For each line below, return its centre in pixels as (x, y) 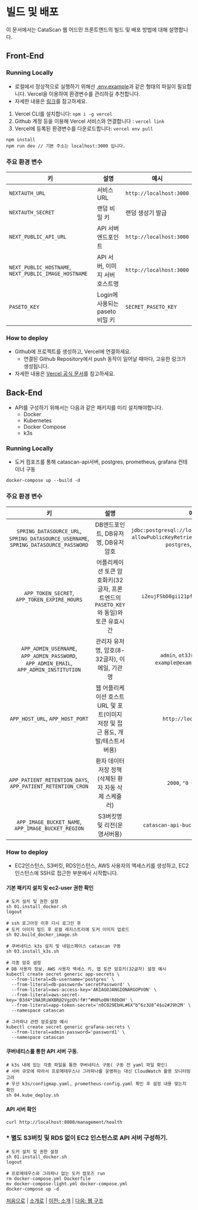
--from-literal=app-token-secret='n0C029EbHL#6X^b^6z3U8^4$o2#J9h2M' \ (101, 1005)
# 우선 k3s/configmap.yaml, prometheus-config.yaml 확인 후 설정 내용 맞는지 (96, 1084)
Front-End (25, 56)
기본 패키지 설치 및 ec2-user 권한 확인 (50, 888)
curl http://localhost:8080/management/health (64, 1122)
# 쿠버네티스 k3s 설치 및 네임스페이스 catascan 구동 (64, 946)
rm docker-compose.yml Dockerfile (49, 1179)
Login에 (108, 295)
